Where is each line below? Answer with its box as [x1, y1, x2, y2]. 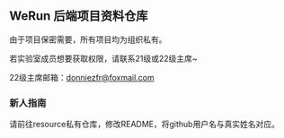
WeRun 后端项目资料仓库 [9, 8, 148, 24]
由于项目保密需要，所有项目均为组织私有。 [9, 34, 167, 45]
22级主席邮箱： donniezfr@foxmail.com [9, 72, 155, 82]
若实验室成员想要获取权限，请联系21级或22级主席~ [9, 53, 198, 64]
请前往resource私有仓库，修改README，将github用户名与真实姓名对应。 [9, 119, 280, 130]
